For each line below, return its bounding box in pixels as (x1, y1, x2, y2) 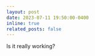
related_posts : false (6, 26, 62, 32)
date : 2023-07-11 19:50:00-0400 (6, 15, 89, 21)
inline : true (6, 20, 40, 26)
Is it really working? (6, 43, 56, 50)
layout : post (6, 9, 40, 15)
